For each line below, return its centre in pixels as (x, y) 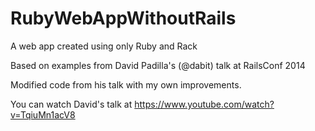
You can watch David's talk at (71, 104)
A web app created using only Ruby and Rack (104, 46)
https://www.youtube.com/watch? (204, 104)
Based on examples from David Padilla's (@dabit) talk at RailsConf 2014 (158, 65)
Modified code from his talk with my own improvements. (126, 84)
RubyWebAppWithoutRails (123, 18)
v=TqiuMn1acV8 (43, 114)
